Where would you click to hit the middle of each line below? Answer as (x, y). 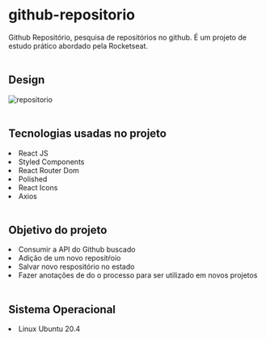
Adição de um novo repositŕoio (70, 258)
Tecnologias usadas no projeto (88, 134)
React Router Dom (49, 170)
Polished (33, 179)
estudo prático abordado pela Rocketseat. (78, 45)
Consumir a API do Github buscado (77, 249)
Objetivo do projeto (58, 229)
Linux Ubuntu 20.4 (50, 329)
